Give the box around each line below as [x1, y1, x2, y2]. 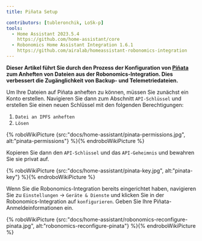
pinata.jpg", [6, 222, 35, 229]
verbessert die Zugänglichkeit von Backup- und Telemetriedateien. [6, 76, 178, 84]
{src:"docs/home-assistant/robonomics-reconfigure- [55, 216, 188, 223]
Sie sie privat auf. [6, 155, 49, 162]
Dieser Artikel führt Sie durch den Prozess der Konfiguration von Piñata [6, 64, 189, 71]
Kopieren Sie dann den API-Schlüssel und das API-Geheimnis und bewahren [6, 148, 195, 156]
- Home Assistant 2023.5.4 [11, 31, 80, 37]
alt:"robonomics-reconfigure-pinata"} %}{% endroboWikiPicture [36, 222, 196, 229]
